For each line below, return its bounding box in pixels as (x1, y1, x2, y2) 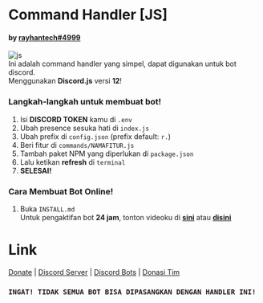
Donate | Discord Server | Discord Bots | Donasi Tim (8, 267, 180, 276)
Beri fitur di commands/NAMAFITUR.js (19, 140, 135, 149)
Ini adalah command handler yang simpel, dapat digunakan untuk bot (8, 59, 237, 69)
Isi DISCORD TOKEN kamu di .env (19, 114, 132, 124)
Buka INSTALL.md (19, 203, 75, 214)
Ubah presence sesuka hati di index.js (19, 123, 150, 133)
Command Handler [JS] (8, 6, 168, 24)
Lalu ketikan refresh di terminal (19, 157, 126, 166)
